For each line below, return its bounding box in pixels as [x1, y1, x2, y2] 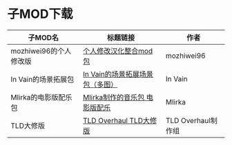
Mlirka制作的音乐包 [82, 92, 145, 102]
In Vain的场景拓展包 [10, 74, 75, 84]
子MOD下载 [7, 6, 73, 22]
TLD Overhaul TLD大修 [82, 115, 157, 125]
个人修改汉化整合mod [82, 46, 153, 56]
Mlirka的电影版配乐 [10, 92, 72, 102]
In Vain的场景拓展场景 [82, 69, 154, 79]
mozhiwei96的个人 [10, 46, 72, 56]
